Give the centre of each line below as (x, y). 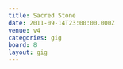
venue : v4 (25, 30)
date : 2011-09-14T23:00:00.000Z (61, 23)
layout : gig (28, 52)
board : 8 (23, 45)
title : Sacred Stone (42, 15)
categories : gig (35, 38)
